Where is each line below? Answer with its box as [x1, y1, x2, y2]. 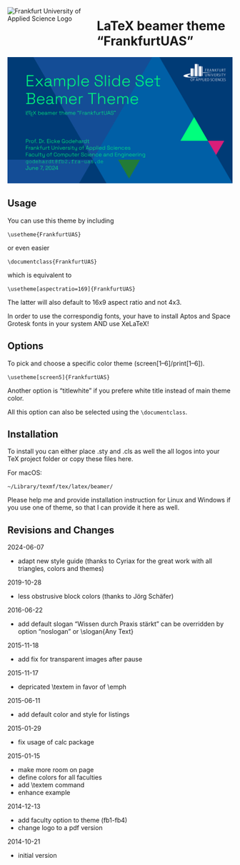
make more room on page [17, 766, 94, 774]
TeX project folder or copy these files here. [7, 455, 134, 463]
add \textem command [17, 781, 85, 789]
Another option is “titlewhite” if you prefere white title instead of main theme [7, 386, 231, 395]
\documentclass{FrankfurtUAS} [7, 258, 98, 265]
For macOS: [7, 468, 43, 477]
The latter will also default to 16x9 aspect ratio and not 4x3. [7, 298, 182, 306]
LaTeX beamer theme [96, 18, 226, 34]
